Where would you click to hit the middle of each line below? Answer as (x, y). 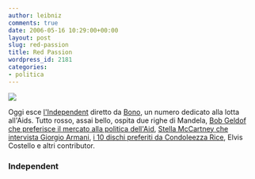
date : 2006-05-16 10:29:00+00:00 (63, 30)
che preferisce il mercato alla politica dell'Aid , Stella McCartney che (118, 128)
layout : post (30, 38)
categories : (28, 67)
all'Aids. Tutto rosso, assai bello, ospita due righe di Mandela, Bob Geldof (127, 120)
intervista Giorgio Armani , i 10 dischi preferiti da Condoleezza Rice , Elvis (126, 137)
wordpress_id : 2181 (40, 60)
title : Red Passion (40, 52)
